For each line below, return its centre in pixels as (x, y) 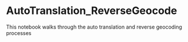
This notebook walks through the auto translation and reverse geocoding (94, 27)
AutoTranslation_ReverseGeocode (92, 11)
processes (19, 33)
